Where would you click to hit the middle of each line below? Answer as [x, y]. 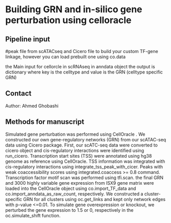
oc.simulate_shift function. [33, 215]
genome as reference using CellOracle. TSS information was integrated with [85, 161]
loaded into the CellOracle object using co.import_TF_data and [71, 188]
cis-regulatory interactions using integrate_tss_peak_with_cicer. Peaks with [84, 166]
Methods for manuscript [45, 122]
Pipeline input [28, 39]
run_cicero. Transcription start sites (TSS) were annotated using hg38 [79, 156]
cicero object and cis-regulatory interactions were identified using [75, 150]
